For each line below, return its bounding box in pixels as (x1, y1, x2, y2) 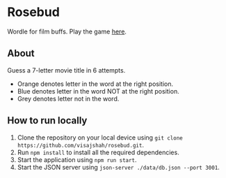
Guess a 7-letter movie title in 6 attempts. (7, 66, 126, 74)
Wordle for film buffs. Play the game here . (7, 27, 127, 36)
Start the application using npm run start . (17, 155, 137, 164)
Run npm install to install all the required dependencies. (17, 148, 179, 156)
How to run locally (7, 114, 88, 126)
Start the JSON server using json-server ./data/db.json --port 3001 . (17, 163, 220, 171)
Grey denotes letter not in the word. (17, 94, 120, 103)
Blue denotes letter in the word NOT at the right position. (17, 87, 179, 95)
